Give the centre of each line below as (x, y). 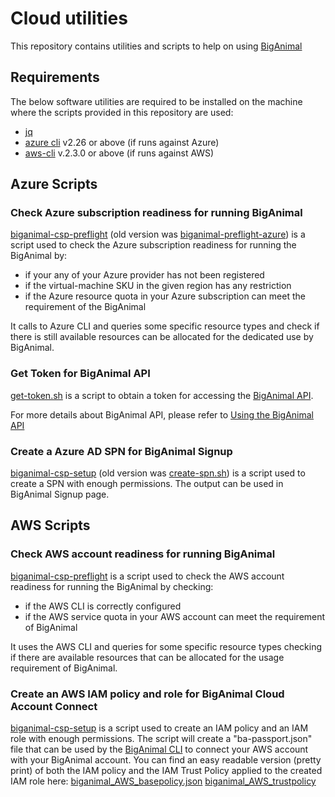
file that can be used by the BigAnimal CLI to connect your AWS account (159, 749)
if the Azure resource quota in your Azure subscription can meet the (165, 296)
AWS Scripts (50, 525)
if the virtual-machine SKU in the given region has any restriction (158, 286)
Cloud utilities (69, 18)
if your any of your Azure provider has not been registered (144, 275)
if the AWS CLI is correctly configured (103, 606)
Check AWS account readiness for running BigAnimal (143, 554)
